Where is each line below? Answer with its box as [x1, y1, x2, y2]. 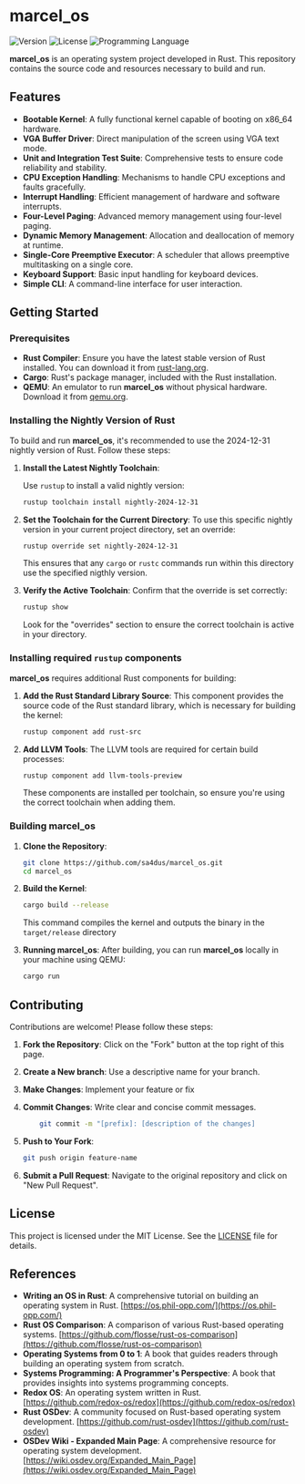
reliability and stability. [22, 161, 107, 173]
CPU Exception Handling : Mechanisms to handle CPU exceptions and [22, 171, 286, 182]
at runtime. [22, 239, 64, 251]
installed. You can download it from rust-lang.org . [22, 362, 209, 374]
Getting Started [9, 304, 99, 320]
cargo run [22, 972, 61, 981]
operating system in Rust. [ [22, 1300, 125, 1311]
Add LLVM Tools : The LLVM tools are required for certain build [22, 744, 259, 755]
